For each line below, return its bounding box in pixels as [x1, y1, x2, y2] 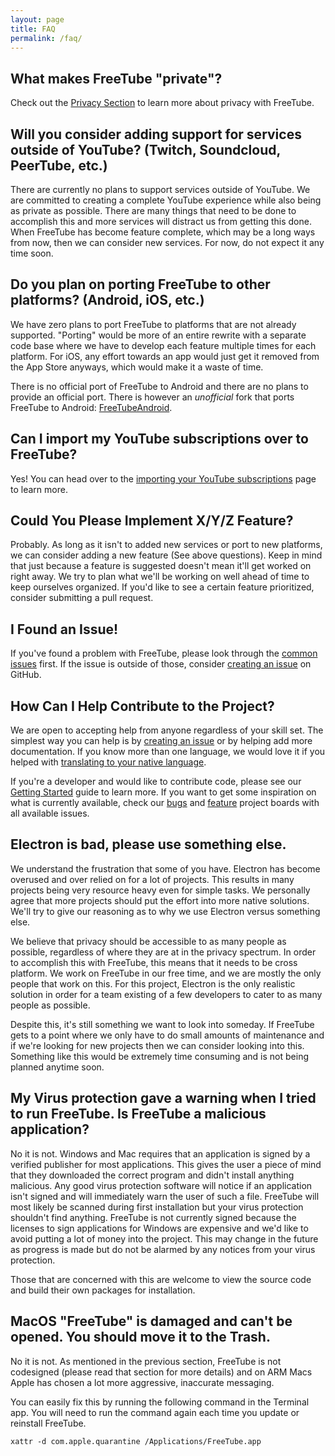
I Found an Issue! [10, 621, 119, 638]
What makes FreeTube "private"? [10, 70, 223, 87]
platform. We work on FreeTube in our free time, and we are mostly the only [10, 967, 322, 979]
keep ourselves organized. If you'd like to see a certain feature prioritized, [10, 581, 315, 593]
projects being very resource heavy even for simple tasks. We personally [10, 884, 311, 896]
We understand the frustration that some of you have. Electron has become [10, 862, 321, 875]
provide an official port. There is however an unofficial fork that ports [10, 391, 295, 403]
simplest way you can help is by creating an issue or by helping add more [10, 735, 313, 747]
